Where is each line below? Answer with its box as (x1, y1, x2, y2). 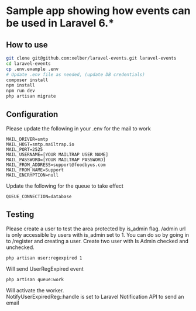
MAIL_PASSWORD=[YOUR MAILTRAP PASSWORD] (6, 157, 106, 163)
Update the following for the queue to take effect (6, 182, 124, 189)
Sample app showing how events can (6, 4, 191, 18)
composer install (6, 77, 49, 83)
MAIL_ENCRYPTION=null (6, 172, 59, 178)
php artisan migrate (6, 94, 57, 99)
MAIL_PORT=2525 (6, 146, 43, 153)
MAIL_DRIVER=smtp (6, 136, 49, 142)
